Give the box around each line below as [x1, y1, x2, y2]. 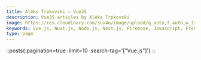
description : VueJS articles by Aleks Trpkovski [6, 14, 130, 20]
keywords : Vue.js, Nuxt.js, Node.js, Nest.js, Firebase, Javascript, [6, 25, 184, 31]
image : [6, 20, 23, 26]
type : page [6, 31, 33, 37]
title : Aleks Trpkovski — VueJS [6, 8, 87, 15]
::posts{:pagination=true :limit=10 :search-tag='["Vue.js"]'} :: [6, 47, 156, 54]
